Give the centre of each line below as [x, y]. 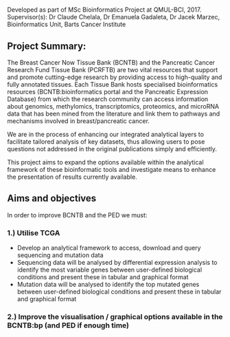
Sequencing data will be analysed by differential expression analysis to [117, 263]
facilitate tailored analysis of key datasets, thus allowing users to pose [106, 142]
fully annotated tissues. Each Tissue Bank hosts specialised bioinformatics [113, 84]
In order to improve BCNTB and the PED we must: [77, 215]
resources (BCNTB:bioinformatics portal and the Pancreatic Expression [107, 92]
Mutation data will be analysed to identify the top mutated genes [108, 285]
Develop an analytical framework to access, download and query [109, 248]
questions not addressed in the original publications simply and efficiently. [112, 149]
